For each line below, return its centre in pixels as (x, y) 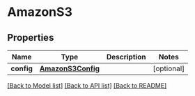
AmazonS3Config (69, 68)
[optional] (169, 68)
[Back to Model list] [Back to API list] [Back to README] (87, 86)
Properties (31, 38)
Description (126, 57)
